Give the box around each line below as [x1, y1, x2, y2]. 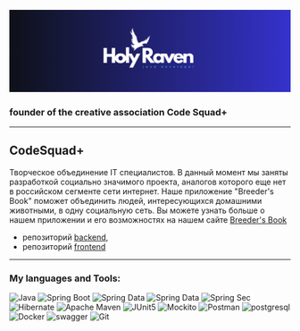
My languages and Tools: [9, 272, 121, 284]
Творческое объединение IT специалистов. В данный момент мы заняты [9, 166, 288, 177]
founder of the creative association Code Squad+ [9, 106, 228, 118]
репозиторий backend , [21, 232, 109, 242]
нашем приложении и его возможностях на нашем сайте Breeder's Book [9, 214, 287, 225]
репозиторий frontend [21, 241, 106, 251]
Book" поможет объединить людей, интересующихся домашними [9, 195, 262, 206]
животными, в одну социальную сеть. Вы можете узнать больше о [9, 205, 265, 216]
